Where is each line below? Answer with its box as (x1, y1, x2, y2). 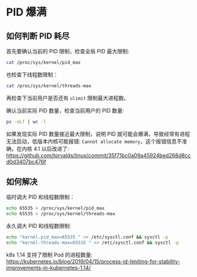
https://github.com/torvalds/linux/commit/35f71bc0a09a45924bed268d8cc (6, 152, 191, 159)
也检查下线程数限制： (6, 71, 58, 78)
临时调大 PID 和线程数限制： (6, 193, 75, 200)
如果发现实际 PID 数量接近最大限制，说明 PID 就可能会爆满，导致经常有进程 (6, 130, 190, 137)
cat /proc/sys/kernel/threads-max (6, 82, 92, 89)
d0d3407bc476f (6, 158, 46, 165)
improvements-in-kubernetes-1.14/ (6, 264, 91, 271)
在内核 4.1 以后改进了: (16, 145, 69, 152)
